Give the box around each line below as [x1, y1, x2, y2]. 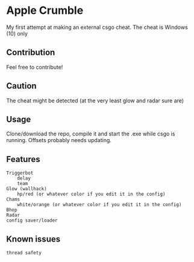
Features [6, 154, 40, 164]
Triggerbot [6, 170, 34, 176]
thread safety [6, 250, 42, 256]
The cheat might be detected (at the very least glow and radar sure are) [6, 97, 184, 104]
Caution [6, 81, 37, 91]
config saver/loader [6, 217, 58, 223]
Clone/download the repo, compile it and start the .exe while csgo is [6, 130, 175, 137]
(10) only [6, 30, 28, 37]
